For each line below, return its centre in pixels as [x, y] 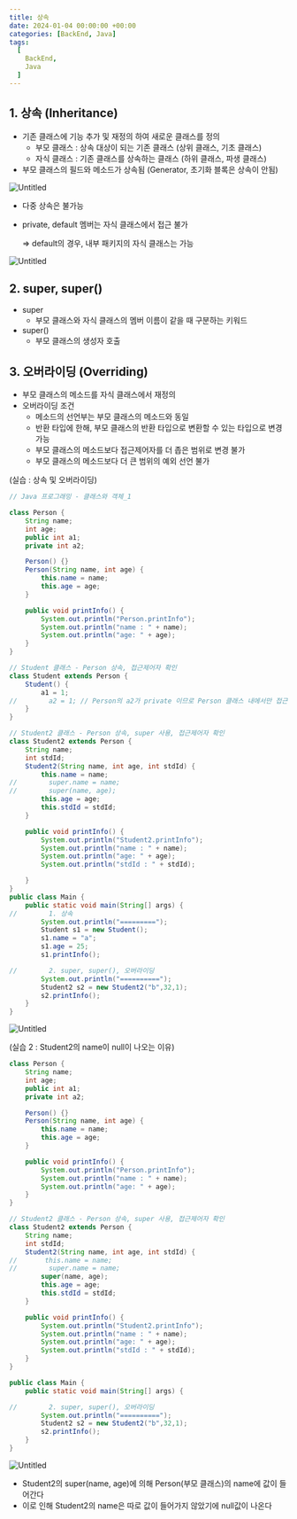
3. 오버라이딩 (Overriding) [79, 372]
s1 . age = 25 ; [65, 946]
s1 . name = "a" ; [69, 939]
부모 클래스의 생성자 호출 [78, 341]
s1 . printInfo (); [71, 955]
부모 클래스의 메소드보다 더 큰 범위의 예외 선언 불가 [122, 461]
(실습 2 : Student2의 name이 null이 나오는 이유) [92, 1048]
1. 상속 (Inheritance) [64, 113]
